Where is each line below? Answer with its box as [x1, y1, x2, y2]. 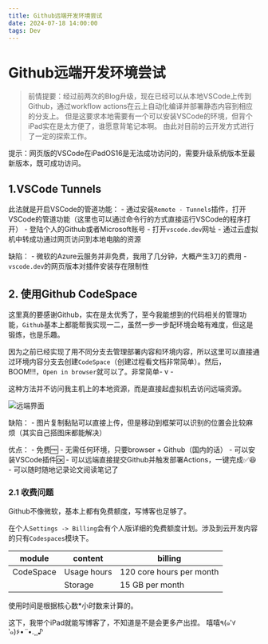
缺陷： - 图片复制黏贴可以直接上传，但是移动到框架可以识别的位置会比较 [8, 418, 246, 427]
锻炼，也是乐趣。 [8, 330, 65, 339]
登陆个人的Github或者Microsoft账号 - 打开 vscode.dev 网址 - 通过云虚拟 [29, 225, 258, 234]
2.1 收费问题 [8, 486, 54, 498]
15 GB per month [119, 579, 185, 590]
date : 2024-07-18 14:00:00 [8, 19, 98, 27]
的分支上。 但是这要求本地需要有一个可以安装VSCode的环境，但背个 [27, 111, 253, 121]
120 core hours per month [119, 566, 219, 578]
